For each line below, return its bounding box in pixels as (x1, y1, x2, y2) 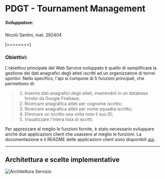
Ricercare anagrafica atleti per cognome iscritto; (24, 101, 123, 107)
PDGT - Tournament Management (5, 3, 146, 14)
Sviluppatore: (5, 19, 34, 25)
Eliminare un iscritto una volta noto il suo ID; (24, 111, 113, 117)
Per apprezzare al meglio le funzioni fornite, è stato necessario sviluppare (5, 126, 155, 132)
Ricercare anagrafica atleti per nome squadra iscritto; (24, 106, 133, 112)
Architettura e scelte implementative (5, 155, 120, 164)
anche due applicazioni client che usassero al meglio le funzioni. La (5, 131, 141, 137)
